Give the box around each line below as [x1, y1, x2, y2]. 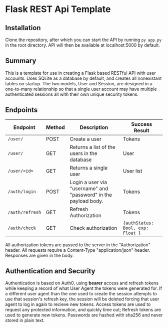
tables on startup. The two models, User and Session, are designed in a [5, 80, 152, 86]
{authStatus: [122, 220, 154, 226]
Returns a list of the [69, 143, 116, 150]
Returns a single [69, 164, 108, 171]
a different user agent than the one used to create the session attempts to [5, 291, 157, 297]
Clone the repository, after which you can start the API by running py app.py [5, 37, 161, 43]
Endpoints [5, 106, 38, 114]
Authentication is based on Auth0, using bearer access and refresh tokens [5, 280, 159, 286]
